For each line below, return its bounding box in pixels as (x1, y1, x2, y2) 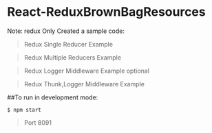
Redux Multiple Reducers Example (23, 53, 122, 62)
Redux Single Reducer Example (23, 40, 114, 48)
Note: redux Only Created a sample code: (7, 27, 125, 35)
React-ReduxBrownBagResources (7, 4, 206, 20)
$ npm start (7, 106, 41, 113)
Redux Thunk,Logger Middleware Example (23, 80, 145, 88)
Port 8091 (23, 118, 52, 127)
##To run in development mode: (7, 93, 98, 101)
